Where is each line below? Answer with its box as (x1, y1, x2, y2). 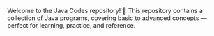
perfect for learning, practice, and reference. (7, 21, 136, 29)
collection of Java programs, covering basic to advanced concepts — (7, 14, 207, 22)
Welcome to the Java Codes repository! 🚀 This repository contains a (7, 7, 204, 15)
